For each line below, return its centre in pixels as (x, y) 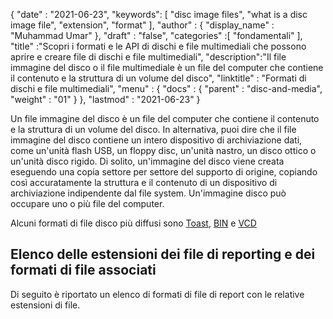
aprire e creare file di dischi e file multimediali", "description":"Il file (148, 57)
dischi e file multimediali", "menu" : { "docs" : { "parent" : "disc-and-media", (166, 88)
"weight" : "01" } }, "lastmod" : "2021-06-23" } (105, 99)
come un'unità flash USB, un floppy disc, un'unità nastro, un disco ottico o (163, 150)
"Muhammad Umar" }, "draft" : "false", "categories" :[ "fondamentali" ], (156, 35)
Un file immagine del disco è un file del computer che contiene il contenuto (165, 118)
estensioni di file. (45, 305)
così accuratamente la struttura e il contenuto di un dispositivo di (144, 182)
